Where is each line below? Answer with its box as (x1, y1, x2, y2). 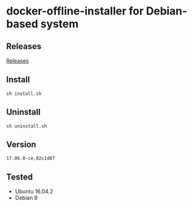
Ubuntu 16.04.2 (14, 188, 53, 195)
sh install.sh (6, 91, 42, 97)
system (40, 17, 79, 31)
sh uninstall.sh (6, 123, 47, 129)
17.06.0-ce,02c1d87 (6, 155, 55, 161)
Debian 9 (14, 195, 38, 202)
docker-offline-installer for (6, 4, 144, 18)
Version (6, 140, 36, 150)
